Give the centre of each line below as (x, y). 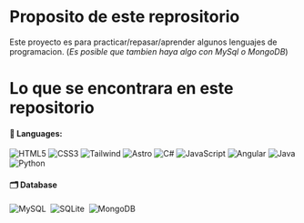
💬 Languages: (36, 133)
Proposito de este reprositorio (125, 17)
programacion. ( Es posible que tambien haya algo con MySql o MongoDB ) (149, 51)
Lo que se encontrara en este (122, 89)
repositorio (52, 108)
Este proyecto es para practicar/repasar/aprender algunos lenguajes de (143, 42)
